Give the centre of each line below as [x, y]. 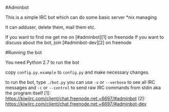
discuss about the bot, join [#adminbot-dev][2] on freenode [69, 42]
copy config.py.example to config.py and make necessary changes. [78, 72]
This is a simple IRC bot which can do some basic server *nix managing [81, 17]
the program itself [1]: [28, 93]
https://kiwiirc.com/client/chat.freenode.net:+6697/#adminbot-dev [76, 104]
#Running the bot [24, 52]
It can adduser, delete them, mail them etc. [51, 27]
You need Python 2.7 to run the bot [42, 62]
